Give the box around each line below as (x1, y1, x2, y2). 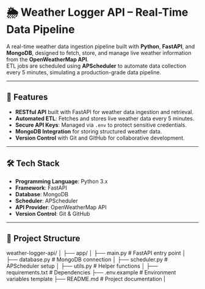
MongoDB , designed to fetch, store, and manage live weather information (6, 49, 192, 56)
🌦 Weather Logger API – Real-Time (6, 5, 189, 20)
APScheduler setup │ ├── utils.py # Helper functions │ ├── (6, 262, 158, 269)
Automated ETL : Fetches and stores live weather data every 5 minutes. (15, 115, 195, 122)
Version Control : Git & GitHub (15, 210, 90, 217)
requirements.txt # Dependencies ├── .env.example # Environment (6, 269, 176, 276)
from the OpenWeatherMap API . (6, 55, 89, 63)
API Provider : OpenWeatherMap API (15, 203, 107, 211)
